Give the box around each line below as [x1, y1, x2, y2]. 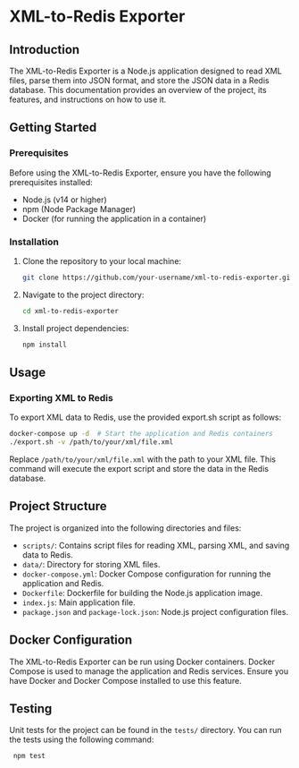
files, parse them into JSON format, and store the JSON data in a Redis [9, 75, 270, 86]
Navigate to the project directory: [21, 289, 145, 300]
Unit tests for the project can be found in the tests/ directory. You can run [9, 725, 283, 736]
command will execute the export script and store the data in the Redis [9, 464, 270, 474]
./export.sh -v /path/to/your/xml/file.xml [9, 438, 174, 447]
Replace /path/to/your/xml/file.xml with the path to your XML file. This [9, 454, 277, 465]
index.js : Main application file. [21, 597, 136, 608]
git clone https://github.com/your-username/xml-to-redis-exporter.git [21, 273, 295, 282]
